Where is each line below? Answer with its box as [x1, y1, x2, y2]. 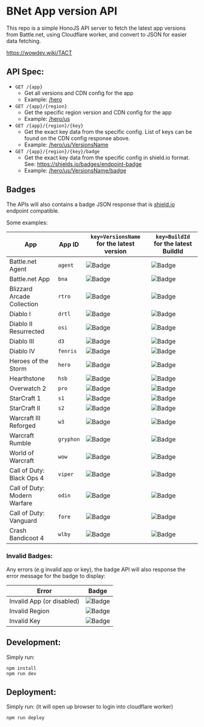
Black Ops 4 [9, 474, 44, 482]
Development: [6, 637, 61, 648]
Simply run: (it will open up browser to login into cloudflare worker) [6, 703, 174, 711]
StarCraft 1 [9, 394, 41, 402]
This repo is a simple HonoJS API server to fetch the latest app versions [6, 24, 186, 32]
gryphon [58, 436, 80, 443]
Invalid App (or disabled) [9, 597, 80, 605]
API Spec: [6, 67, 44, 77]
